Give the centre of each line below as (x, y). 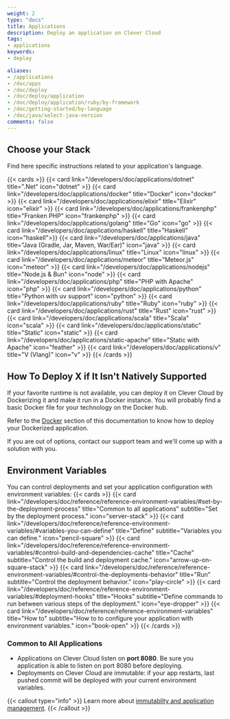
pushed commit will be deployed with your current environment (107, 681)
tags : (15, 39)
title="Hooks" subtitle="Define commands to (160, 597)
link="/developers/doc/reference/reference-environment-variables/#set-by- (115, 502)
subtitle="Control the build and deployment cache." (80, 560)
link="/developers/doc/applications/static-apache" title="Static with (103, 340)
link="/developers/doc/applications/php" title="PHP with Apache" (100, 282)
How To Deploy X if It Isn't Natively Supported (107, 376)
